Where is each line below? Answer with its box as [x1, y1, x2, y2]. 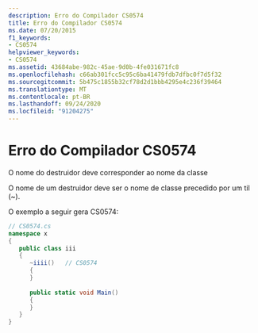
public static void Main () [29, 289, 119, 297]
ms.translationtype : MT [8, 85, 87, 94]
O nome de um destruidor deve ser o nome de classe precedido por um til [8, 183, 250, 193]
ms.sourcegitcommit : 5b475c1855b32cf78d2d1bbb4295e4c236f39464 [8, 78, 222, 86]
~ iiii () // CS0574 [29, 259, 98, 267]
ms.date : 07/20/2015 [8, 26, 77, 34]
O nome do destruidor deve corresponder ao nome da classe [8, 167, 208, 177]
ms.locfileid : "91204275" [8, 108, 94, 116]
